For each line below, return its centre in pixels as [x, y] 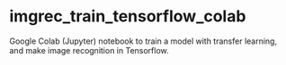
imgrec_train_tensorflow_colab [128, 16]
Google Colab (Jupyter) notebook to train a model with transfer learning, [143, 41]
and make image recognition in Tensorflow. [89, 50]
